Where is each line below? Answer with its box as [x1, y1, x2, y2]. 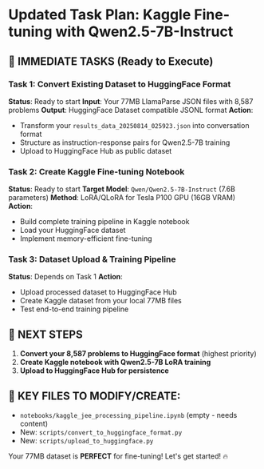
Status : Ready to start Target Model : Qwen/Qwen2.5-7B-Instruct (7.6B [8, 184, 235, 194]
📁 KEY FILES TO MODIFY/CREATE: [8, 389, 181, 403]
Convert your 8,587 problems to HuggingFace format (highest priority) [19, 349, 257, 359]
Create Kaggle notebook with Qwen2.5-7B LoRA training [19, 358, 211, 367]
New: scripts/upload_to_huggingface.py [19, 436, 154, 446]
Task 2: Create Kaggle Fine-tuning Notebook [8, 166, 185, 177]
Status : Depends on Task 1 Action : [8, 272, 124, 282]
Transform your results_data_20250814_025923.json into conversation [19, 120, 250, 130]
